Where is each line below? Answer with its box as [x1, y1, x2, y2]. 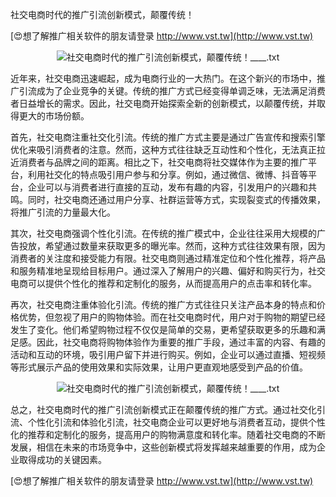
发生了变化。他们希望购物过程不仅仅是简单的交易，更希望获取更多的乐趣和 [10, 324, 317, 335]
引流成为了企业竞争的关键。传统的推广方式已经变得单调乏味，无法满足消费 [18, 85, 326, 97]
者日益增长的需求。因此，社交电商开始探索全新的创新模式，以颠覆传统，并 [10, 98, 317, 109]
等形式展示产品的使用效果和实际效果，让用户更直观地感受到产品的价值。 [10, 361, 308, 373]
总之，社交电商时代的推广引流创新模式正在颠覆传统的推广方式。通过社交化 [10, 404, 317, 415]
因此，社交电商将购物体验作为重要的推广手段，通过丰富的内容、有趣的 [36, 336, 326, 348]
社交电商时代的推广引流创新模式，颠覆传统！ [10, 9, 195, 20]
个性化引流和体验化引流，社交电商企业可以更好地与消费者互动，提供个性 [27, 416, 326, 428]
